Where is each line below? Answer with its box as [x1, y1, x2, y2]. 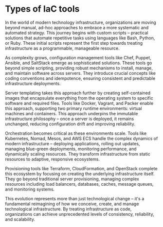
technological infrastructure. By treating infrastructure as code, [5, 206, 132, 212]
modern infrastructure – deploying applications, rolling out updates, [5, 140, 140, 146]
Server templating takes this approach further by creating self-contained [5, 90, 151, 96]
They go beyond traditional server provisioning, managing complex [5, 176, 140, 182]
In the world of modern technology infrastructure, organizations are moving [5, 19, 157, 25]
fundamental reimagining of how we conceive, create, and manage [5, 201, 139, 207]
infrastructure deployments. [5, 80, 61, 86]
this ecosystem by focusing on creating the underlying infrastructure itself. [5, 171, 155, 176]
